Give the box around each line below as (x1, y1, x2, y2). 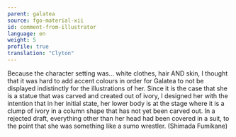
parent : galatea (7, 10, 55, 18)
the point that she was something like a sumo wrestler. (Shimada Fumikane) (7, 121, 228, 130)
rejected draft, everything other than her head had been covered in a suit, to (7, 114, 230, 122)
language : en (7, 30, 46, 37)
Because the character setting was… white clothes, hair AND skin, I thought (7, 68, 228, 78)
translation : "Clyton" (7, 50, 74, 57)
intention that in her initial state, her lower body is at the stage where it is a (7, 99, 225, 107)
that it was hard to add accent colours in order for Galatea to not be (7, 76, 204, 85)
